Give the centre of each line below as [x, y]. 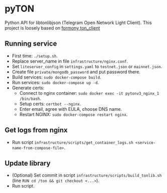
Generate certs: [28, 88]
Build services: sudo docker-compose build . [56, 77]
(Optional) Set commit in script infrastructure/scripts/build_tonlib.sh [87, 175]
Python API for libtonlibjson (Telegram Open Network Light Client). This [78, 23]
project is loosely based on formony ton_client [52, 28]
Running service [31, 44]
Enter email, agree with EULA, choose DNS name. [71, 109]
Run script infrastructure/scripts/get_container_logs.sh [72, 142]
